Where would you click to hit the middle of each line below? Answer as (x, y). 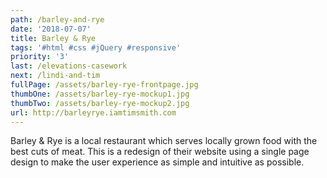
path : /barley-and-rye (57, 19)
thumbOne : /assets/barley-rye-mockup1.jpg (100, 94)
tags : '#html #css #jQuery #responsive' (96, 47)
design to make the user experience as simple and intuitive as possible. (157, 162)
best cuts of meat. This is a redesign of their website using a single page (160, 152)
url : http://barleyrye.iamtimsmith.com (93, 112)
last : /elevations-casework (69, 66)
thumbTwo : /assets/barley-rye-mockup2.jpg (100, 103)
